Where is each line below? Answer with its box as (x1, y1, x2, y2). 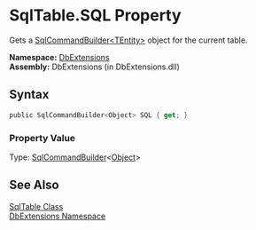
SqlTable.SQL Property (9, 5, 182, 26)
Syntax (9, 87, 50, 102)
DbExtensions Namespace (9, 210, 106, 221)
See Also (9, 178, 59, 193)
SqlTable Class (9, 201, 64, 211)
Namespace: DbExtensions (9, 52, 110, 62)
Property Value (9, 131, 76, 144)
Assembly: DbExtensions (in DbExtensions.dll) (9, 61, 180, 72)
